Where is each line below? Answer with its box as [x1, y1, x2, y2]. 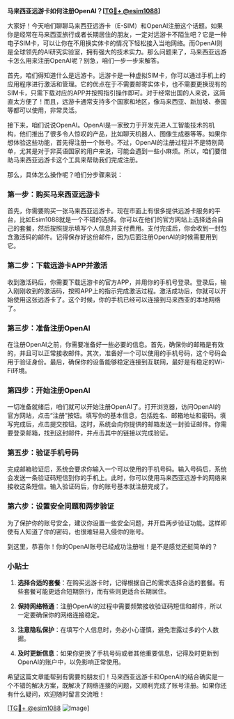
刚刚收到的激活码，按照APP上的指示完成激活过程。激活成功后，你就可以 [13, 286, 221, 295]
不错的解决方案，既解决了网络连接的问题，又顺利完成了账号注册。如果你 [13, 681, 221, 690]
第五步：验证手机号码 [7, 448, 79, 458]
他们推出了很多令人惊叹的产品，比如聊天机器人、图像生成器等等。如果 [19, 130, 221, 138]
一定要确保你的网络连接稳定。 [17, 611, 103, 619]
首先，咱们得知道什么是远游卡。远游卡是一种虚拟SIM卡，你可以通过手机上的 [7, 71, 226, 79]
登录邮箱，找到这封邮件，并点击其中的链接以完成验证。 [13, 428, 172, 438]
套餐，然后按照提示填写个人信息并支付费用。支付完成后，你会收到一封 [19, 224, 221, 233]
